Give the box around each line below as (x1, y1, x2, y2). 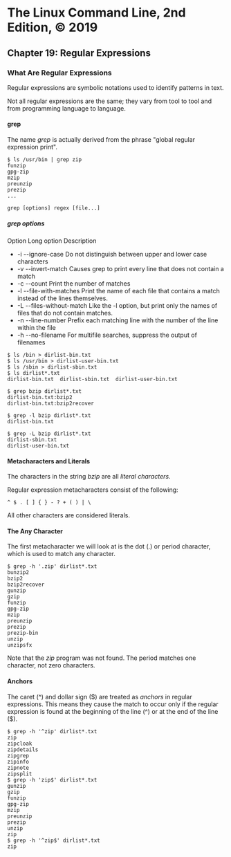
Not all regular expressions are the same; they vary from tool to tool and (7, 97, 212, 105)
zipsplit (7, 770, 33, 777)
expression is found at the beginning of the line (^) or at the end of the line (7, 707, 219, 715)
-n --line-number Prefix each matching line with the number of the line (17, 316, 219, 324)
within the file (17, 324, 57, 332)
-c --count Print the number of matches (17, 279, 131, 288)
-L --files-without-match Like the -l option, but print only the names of (17, 302, 218, 310)
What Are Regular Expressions (7, 68, 112, 77)
